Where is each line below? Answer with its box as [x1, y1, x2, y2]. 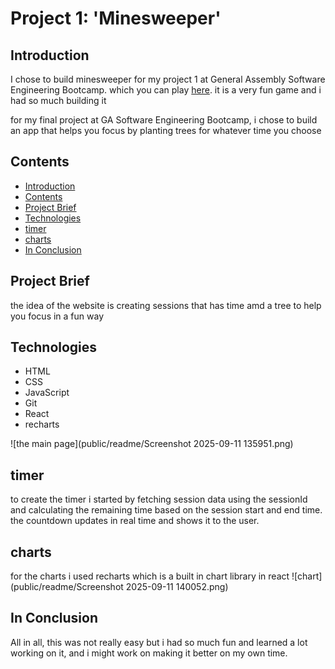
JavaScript [24, 387, 70, 399]
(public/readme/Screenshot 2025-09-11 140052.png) [10, 581, 229, 593]
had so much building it [10, 95, 107, 106]
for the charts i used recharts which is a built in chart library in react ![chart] [10, 570, 323, 582]
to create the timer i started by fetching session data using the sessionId [10, 493, 308, 506]
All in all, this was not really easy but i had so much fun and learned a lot [10, 636, 308, 648]
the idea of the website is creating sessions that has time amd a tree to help [10, 299, 322, 311]
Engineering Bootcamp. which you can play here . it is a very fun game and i [10, 84, 322, 96]
